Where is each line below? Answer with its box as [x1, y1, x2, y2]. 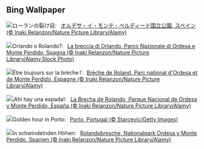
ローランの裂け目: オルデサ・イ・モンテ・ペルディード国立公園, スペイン [12, 21, 196, 29]
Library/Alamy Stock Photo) [6, 55, 75, 63]
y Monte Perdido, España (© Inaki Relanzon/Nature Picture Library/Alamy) [6, 102, 191, 109]
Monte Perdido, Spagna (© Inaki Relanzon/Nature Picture [6, 49, 150, 56]
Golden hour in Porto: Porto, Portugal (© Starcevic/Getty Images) [12, 116, 178, 123]
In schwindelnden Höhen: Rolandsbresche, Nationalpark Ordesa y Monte [12, 129, 197, 136]
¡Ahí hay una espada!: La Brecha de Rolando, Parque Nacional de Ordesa [12, 95, 197, 103]
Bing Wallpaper [6, 5, 66, 15]
